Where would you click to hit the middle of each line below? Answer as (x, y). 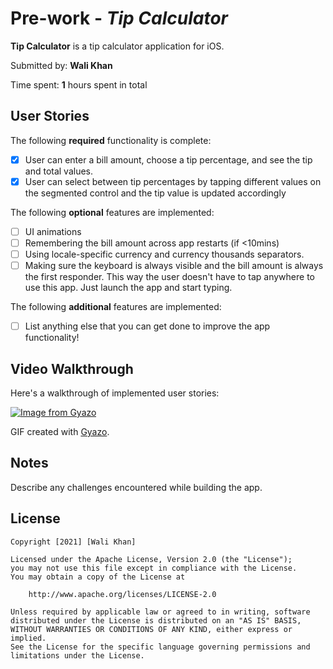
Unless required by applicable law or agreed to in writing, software (160, 612)
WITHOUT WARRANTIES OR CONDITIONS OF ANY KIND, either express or (151, 629)
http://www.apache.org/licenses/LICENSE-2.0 (122, 594)
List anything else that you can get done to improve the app (147, 326)
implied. (28, 638)
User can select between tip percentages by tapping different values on (173, 181)
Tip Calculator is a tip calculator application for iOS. (117, 46)
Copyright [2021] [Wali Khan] (73, 542)
